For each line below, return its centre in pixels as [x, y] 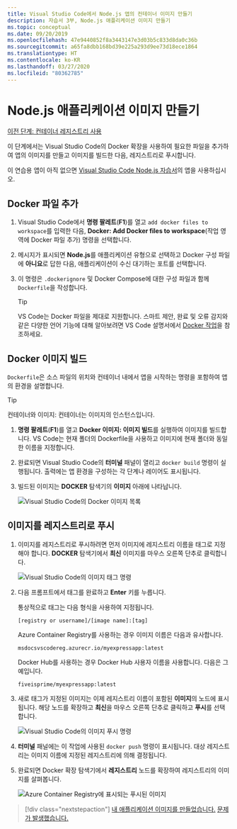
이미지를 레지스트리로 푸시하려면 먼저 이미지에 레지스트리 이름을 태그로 [115, 544]
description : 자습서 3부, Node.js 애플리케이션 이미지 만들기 [89, 21]
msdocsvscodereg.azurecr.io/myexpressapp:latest [91, 648]
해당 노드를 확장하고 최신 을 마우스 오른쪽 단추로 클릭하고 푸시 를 [125, 707]
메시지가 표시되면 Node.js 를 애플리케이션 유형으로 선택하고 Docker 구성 [117, 255]
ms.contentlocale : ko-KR [44, 60]
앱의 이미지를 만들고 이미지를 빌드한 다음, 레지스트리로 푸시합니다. [105, 155]
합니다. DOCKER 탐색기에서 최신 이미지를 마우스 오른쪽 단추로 [117, 553]
